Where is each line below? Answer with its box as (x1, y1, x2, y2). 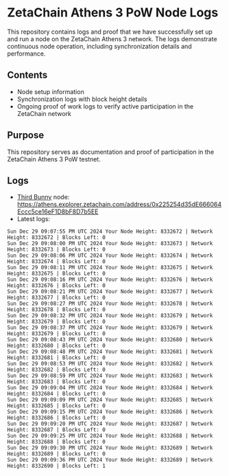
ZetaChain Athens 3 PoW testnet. (7, 155, 101, 163)
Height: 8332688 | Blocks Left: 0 (7, 438, 106, 446)
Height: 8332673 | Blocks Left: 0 (7, 246, 106, 253)
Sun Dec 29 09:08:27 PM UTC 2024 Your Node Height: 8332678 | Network (7, 300, 213, 307)
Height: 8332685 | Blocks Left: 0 (7, 403, 106, 409)
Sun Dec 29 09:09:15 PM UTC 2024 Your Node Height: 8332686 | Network (7, 409, 213, 416)
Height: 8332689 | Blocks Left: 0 (7, 451, 106, 457)
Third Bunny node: (16, 193, 70, 201)
